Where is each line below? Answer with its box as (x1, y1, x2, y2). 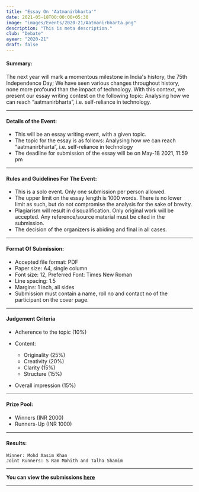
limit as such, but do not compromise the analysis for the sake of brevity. (14, 201, 192, 208)
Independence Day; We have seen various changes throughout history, (6, 79, 179, 87)
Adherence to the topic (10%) (14, 328, 87, 336)
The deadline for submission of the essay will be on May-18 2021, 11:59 (14, 149, 188, 157)
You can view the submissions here (6, 474, 95, 481)
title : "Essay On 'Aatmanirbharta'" (6, 8, 97, 15)
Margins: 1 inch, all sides (14, 283, 75, 290)
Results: (6, 439, 27, 446)
